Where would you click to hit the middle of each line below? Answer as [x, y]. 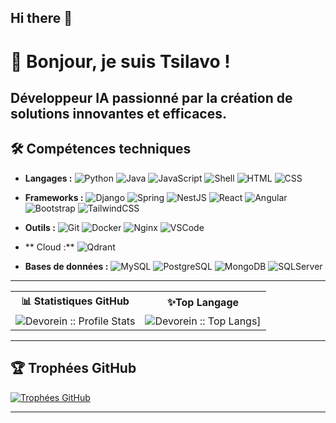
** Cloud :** [49, 247]
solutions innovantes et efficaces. [118, 113]
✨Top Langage [203, 303]
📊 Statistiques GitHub [75, 301]
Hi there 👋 [41, 18]
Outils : [40, 227]
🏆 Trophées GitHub [73, 368]
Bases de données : [66, 266]
